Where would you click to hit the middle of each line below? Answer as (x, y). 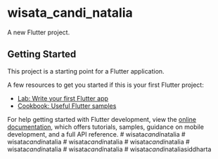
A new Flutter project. (39, 32)
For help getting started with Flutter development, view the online (102, 119)
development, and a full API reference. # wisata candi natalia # (96, 134)
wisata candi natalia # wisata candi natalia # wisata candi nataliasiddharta (109, 149)
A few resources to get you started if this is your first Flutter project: (105, 85)
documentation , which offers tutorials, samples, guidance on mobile (105, 127)
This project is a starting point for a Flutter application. (86, 71)
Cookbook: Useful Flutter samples (67, 106)
